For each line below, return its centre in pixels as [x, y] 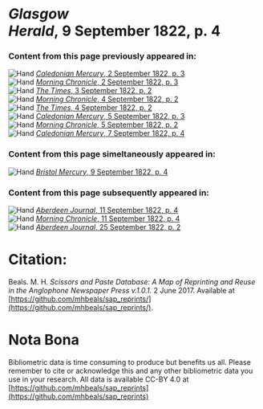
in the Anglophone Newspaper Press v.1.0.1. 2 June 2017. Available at [121, 291]
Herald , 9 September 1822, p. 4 [115, 31]
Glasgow [39, 14]
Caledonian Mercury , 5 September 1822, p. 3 [110, 117]
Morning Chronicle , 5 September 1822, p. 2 [107, 125]
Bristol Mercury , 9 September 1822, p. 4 [102, 172]
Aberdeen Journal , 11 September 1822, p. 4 [107, 211]
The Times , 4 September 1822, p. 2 [94, 108]
